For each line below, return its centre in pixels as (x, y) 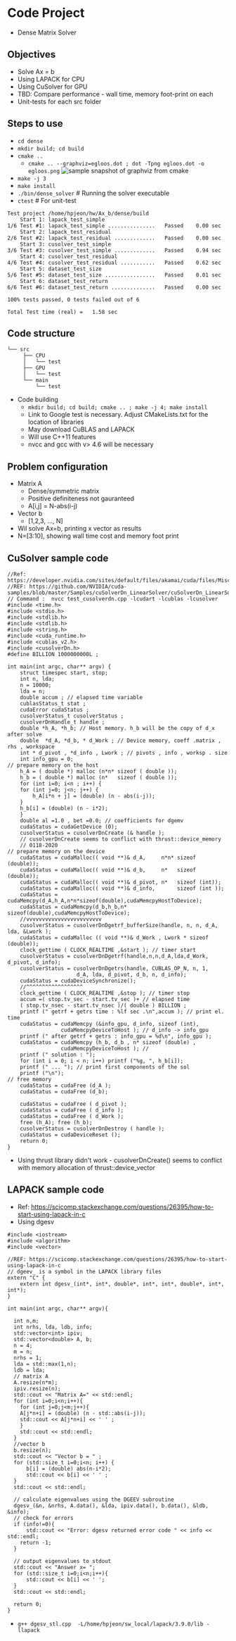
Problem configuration (58, 466)
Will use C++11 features (62, 437)
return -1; (36, 1542)
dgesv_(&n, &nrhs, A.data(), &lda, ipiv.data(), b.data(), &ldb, (111, 1505)
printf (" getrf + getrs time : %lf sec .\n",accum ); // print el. (122, 1012)
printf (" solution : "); (58, 1055)
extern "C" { (26, 1278)
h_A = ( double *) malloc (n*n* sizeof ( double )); (99, 772)
